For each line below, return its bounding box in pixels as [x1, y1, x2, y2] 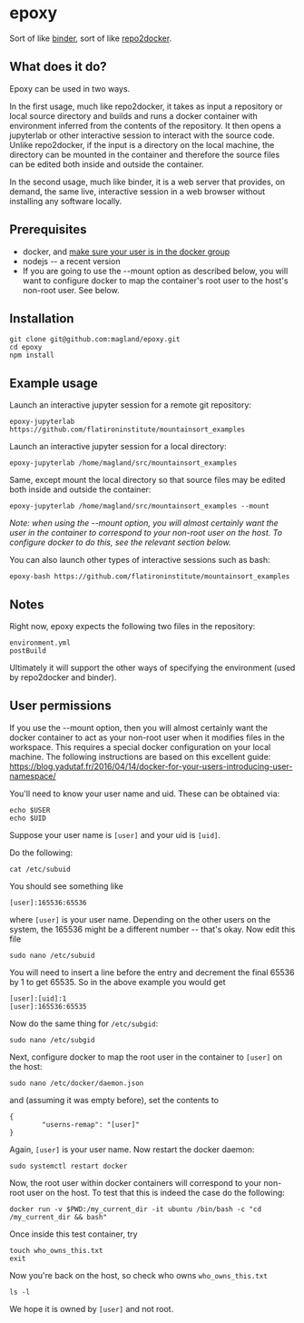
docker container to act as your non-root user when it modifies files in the [9, 732, 286, 743]
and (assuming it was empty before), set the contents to [9, 1094, 220, 1105]
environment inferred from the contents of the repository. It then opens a [9, 120, 281, 131]
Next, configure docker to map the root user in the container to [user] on [9, 1051, 283, 1062]
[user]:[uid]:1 [9, 993, 67, 1003]
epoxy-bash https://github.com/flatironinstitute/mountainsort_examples [9, 572, 290, 581]
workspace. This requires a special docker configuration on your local [9, 741, 271, 752]
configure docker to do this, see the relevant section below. [9, 537, 231, 548]
